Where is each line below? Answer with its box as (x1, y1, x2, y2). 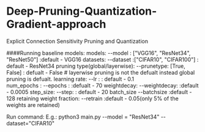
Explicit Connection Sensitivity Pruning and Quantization (6, 37, 149, 45)
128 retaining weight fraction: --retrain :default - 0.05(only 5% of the (6, 95, 179, 102)
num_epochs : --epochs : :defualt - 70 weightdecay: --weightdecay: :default (6, 81, 199, 89)
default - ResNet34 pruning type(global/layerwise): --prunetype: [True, (6, 62, 185, 70)
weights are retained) (6, 101, 60, 108)
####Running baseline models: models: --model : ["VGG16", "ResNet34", (6, 49, 191, 56)
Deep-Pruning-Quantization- (6, 4, 157, 18)
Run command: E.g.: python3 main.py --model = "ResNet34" (6, 113, 160, 120)
